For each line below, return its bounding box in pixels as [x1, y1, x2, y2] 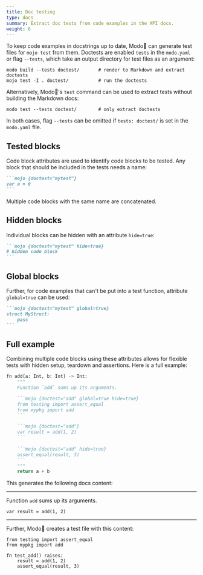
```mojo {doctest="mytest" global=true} [6, 305, 110, 311]
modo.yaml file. [6, 124, 42, 131]
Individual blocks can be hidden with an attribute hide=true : [6, 231, 155, 238]
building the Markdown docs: [6, 95, 79, 102]
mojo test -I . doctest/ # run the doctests [6, 78, 147, 84]
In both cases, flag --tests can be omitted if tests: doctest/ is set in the [6, 117, 188, 124]
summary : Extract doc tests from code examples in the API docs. [6, 20, 174, 26]
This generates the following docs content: [6, 480, 113, 487]
